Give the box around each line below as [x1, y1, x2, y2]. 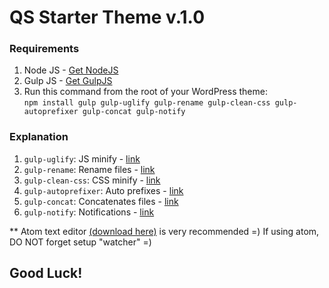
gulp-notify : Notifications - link [23, 206, 155, 218]
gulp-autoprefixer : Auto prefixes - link [23, 184, 184, 196]
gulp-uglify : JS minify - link [23, 152, 141, 165]
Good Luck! [9, 265, 83, 282]
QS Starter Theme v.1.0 [9, 6, 206, 29]
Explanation [9, 130, 69, 144]
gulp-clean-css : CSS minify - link [23, 174, 161, 186]
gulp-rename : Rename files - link [23, 163, 156, 175]
